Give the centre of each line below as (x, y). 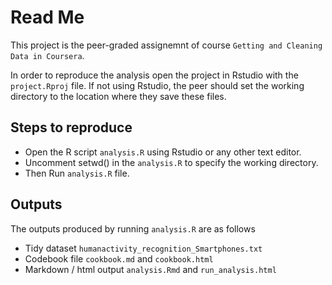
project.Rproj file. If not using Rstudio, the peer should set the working (157, 85)
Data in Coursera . (47, 55)
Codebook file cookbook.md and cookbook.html (119, 258)
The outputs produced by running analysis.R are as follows (133, 228)
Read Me (47, 17)
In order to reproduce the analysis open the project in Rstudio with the (154, 75)
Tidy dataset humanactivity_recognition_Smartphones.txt (143, 248)
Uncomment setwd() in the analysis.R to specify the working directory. (171, 162)
